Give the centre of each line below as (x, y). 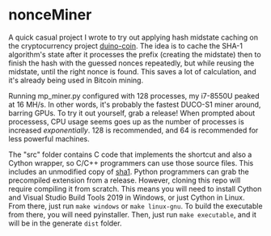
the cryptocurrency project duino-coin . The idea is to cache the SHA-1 (125, 45)
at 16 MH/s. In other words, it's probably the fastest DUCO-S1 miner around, (135, 104)
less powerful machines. (49, 138)
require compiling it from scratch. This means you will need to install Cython (135, 188)
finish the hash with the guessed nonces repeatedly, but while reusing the (131, 63)
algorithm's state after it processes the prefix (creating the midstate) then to (135, 54)
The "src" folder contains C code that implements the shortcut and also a (130, 154)
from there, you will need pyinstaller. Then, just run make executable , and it (132, 214)
